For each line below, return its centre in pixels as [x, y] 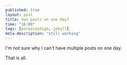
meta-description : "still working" [43, 34]
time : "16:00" [20, 24]
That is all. [16, 58]
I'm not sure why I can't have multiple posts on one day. [63, 48]
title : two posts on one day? [37, 19]
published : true [22, 10]
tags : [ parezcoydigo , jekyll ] [37, 29]
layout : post [19, 15]
